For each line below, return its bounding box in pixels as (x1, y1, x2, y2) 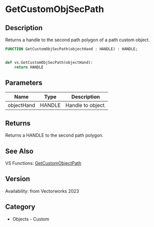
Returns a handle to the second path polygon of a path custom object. (5, 37, 150, 43)
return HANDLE (14, 64, 44, 70)
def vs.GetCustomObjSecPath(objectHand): (5, 60, 93, 65)
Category (5, 202, 36, 211)
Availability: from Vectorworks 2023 (5, 188, 79, 194)
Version (5, 175, 30, 183)
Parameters (5, 79, 43, 87)
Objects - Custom (12, 216, 49, 222)
